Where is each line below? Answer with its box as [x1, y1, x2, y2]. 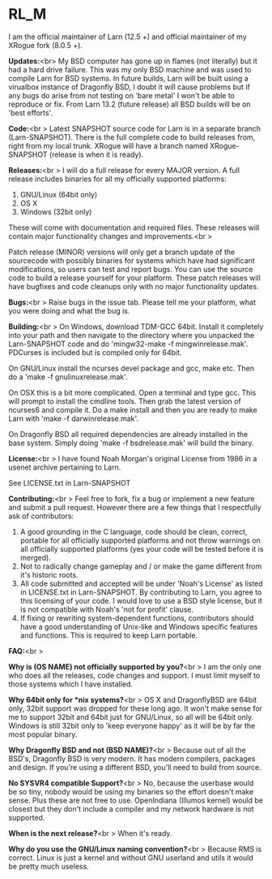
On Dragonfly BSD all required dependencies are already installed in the [8, 429, 249, 439]
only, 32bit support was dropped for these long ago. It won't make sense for [8, 704, 263, 713]
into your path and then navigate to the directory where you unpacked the [8, 330, 255, 340]
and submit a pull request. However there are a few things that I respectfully [8, 502, 261, 512]
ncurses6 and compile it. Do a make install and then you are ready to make [8, 405, 257, 414]
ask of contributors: [8, 511, 74, 521]
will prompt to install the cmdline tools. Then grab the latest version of [8, 396, 241, 406]
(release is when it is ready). [49, 149, 144, 159]
